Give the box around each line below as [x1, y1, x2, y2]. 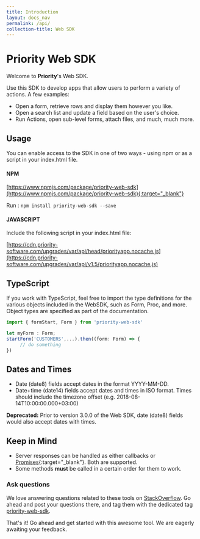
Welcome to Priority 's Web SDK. [6, 73, 88, 80]
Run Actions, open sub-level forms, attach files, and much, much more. [15, 115, 195, 123]
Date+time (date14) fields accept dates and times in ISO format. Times [15, 387, 192, 394]
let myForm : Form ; [6, 330, 56, 336]
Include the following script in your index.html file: [6, 230, 132, 237]
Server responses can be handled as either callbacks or [15, 452, 156, 460]
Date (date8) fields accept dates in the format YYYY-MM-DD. [15, 380, 170, 388]
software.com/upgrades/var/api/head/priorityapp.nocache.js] [6, 248, 161, 255]
